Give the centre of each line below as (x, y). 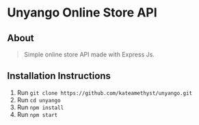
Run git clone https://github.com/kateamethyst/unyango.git (105, 92)
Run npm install (40, 107)
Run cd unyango (39, 100)
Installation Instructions (59, 76)
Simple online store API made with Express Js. (89, 54)
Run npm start (37, 114)
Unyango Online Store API (82, 13)
